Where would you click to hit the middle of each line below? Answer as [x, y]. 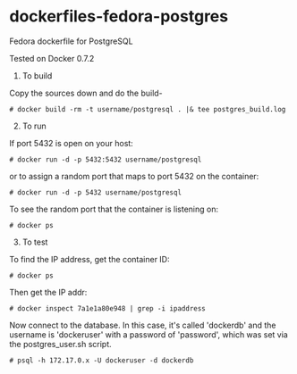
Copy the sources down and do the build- [86, 93]
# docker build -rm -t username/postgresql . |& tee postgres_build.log [148, 109]
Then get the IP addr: [48, 292]
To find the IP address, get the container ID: [89, 259]
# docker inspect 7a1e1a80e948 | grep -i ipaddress [107, 308]
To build [37, 75]
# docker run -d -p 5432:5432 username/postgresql [106, 159]
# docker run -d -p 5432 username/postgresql [95, 192]
